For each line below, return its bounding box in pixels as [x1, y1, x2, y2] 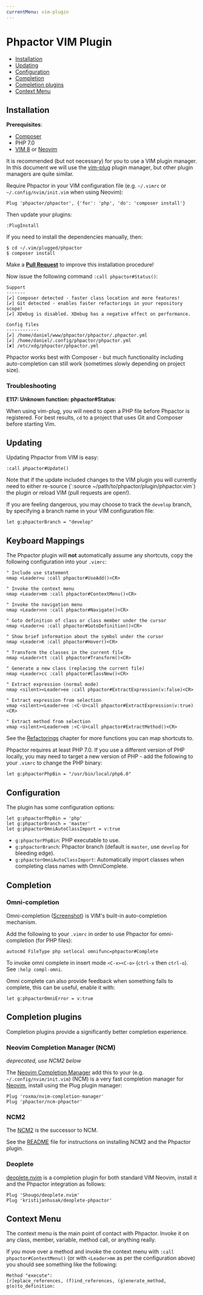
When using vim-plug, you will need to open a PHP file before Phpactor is [6, 407, 190, 415]
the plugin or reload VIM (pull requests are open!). [6, 489, 131, 497]
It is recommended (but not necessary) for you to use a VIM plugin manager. [6, 157, 198, 165]
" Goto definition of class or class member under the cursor [6, 617, 167, 624]
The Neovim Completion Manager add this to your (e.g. [6, 1069, 144, 1076]
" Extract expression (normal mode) [6, 681, 99, 688]
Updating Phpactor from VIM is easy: [6, 454, 99, 461]
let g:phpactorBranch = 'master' [6, 821, 91, 827]
